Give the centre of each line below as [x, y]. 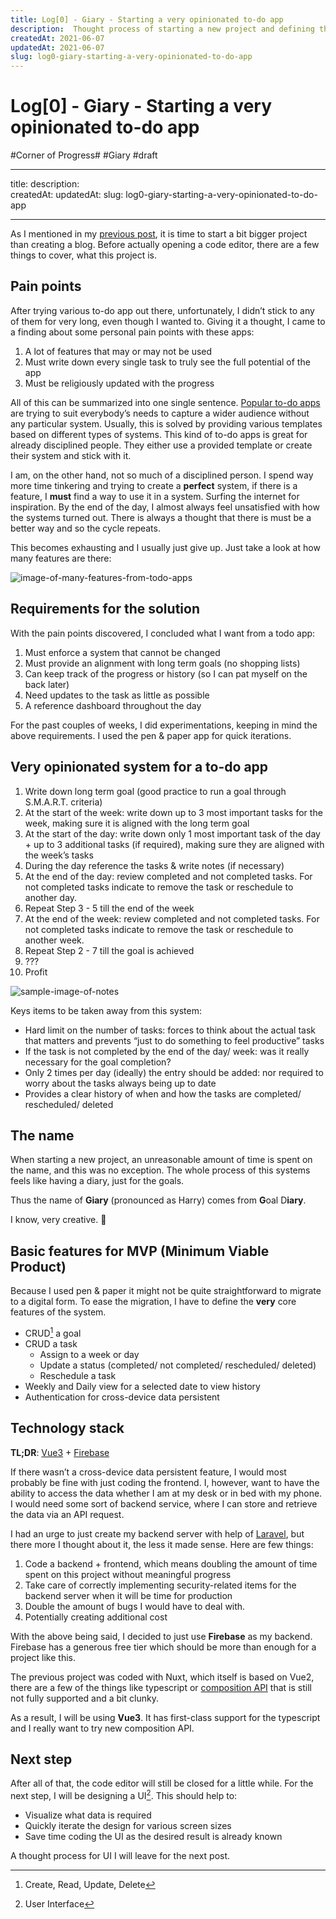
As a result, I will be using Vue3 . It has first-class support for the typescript [165, 1717]
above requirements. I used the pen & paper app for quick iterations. [151, 735]
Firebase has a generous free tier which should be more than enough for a [163, 1647]
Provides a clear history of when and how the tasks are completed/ [163, 1093]
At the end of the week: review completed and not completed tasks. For [172, 918]
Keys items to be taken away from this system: [106, 1010]
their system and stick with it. [71, 455]
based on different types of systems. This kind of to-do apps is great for [159, 434]
